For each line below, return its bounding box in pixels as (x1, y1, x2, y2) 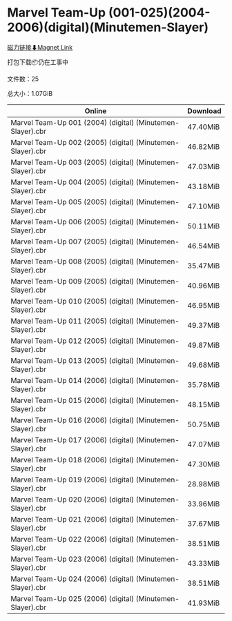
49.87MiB (187, 340, 220, 350)
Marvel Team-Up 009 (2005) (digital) (10, 276, 135, 286)
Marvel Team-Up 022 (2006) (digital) (10, 534, 135, 544)
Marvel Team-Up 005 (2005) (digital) (10, 197, 135, 206)
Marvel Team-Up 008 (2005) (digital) (10, 257, 135, 266)
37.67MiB (187, 519, 220, 529)
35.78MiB (187, 379, 220, 389)
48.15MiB (187, 400, 220, 409)
